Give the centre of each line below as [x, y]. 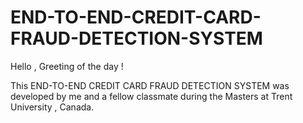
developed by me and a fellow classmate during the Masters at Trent [151, 96]
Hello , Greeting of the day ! [67, 66]
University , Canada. [52, 107]
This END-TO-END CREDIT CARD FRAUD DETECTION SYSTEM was [150, 85]
